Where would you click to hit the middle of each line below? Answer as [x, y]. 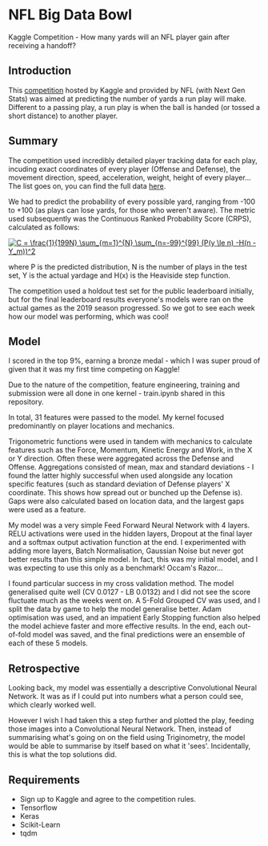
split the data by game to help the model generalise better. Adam [115, 609]
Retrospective [44, 668]
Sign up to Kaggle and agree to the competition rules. [108, 799]
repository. [26, 402]
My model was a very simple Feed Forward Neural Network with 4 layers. [129, 525]
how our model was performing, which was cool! [89, 316]
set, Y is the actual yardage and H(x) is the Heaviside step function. [119, 275]
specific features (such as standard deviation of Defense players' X [119, 484]
